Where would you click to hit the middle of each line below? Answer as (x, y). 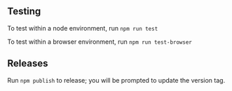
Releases (28, 64)
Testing (24, 11)
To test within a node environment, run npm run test (83, 28)
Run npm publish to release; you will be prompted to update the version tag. (116, 80)
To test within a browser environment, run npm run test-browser (100, 42)
